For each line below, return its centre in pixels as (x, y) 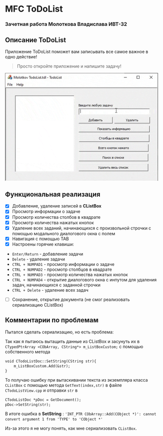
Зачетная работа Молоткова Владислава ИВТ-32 (66, 24)
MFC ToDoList (34, 9)
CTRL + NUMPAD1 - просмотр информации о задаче (63, 264)
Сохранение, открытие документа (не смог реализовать (71, 299)
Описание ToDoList (36, 40)
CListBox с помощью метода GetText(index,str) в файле (64, 385)
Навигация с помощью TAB (41, 239)
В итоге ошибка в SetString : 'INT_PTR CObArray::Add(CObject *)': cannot (81, 414)
